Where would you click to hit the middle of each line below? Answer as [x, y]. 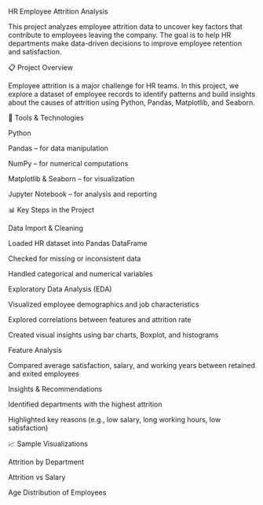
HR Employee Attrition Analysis [58, 11]
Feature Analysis [35, 350]
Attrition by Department [46, 462]
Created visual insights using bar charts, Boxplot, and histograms [113, 335]
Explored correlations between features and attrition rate [100, 319]
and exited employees [44, 374]
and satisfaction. [35, 52]
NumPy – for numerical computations [68, 163]
